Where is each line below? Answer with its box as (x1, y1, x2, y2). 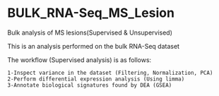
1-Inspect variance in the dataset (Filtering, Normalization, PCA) (7, 69, 213, 76)
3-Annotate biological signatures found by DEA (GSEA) (7, 81, 172, 89)
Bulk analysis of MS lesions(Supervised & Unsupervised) (7, 28, 173, 37)
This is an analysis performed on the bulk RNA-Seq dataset (7, 42, 180, 50)
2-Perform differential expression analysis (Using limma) (7, 76, 185, 83)
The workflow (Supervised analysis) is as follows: (7, 55, 152, 64)
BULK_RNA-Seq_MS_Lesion (7, 5, 175, 21)
